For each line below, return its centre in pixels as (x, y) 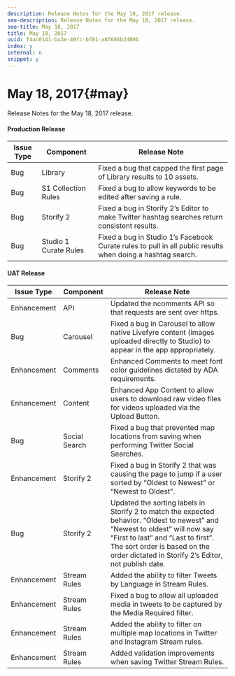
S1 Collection (64, 188)
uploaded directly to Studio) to (160, 341)
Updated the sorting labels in (158, 503)
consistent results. (128, 226)
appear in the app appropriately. (163, 350)
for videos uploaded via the (155, 408)
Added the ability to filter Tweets (164, 575)
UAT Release (26, 273)
